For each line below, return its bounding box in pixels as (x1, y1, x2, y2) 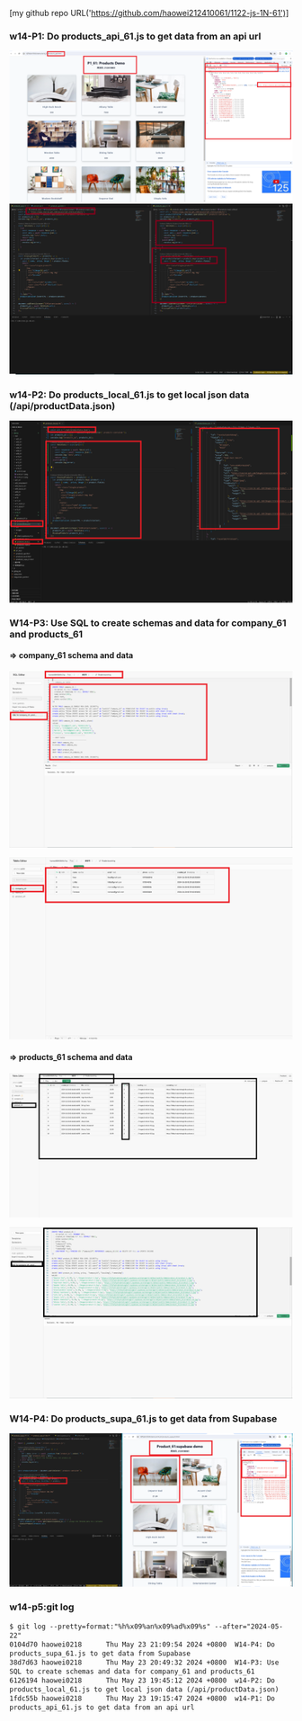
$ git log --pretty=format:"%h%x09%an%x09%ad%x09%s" (9, 1622, 211, 1631)
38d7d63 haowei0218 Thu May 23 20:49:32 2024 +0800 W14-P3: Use (9, 1658, 280, 1667)
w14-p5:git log (9, 1601, 75, 1613)
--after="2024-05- (214, 1622, 283, 1631)
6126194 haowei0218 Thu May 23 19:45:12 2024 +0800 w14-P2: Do (9, 1676, 276, 1685)
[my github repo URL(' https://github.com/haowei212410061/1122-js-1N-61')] (9, 8, 289, 18)
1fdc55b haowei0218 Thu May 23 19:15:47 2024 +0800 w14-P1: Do (9, 1694, 276, 1703)
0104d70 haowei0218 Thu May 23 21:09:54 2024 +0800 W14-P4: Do (9, 1640, 276, 1649)
